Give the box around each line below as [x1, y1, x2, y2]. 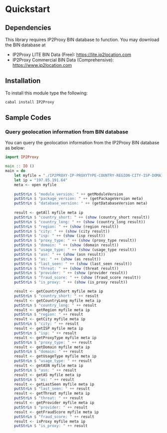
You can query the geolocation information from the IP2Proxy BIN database [5, 140, 160, 146]
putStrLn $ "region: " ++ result [14, 312, 83, 317]
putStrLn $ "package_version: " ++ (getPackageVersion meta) [14, 196, 143, 201]
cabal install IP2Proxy [5, 99, 55, 104]
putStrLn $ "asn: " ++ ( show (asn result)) [14, 252, 106, 257]
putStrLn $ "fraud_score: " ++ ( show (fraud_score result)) [14, 275, 141, 280]
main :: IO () [5, 164, 35, 169]
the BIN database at [5, 42, 46, 48]
